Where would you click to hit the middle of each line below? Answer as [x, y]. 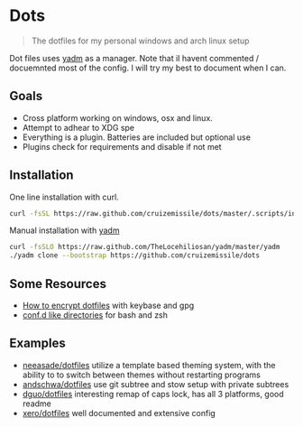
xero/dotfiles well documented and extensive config [119, 413]
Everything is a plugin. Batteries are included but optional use [136, 137]
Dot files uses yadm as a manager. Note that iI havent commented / [134, 58]
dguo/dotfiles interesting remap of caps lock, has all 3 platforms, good [153, 394]
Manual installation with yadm [64, 230]
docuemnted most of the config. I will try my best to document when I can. [148, 68]
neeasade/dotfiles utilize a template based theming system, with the [149, 365]
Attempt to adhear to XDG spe [78, 127]
